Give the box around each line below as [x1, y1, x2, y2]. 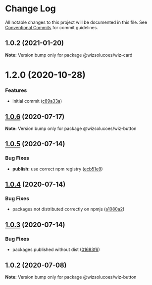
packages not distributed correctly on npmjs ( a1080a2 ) [12, 206, 125, 212]
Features [5, 87, 27, 94]
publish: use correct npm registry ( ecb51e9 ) [12, 166, 103, 172]
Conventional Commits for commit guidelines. [5, 24, 98, 30]
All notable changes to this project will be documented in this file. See [5, 19, 148, 25]
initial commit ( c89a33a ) [12, 98, 62, 104]
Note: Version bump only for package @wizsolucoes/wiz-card [5, 52, 133, 58]
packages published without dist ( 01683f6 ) [12, 246, 100, 252]
